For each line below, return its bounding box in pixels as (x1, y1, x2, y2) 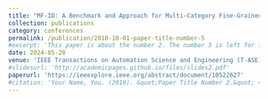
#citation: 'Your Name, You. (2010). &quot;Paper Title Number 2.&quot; (8, 78, 255, 86)
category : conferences (8, 26, 84, 34)
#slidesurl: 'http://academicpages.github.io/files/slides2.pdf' (8, 64, 230, 72)
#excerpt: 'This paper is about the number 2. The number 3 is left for (8, 42, 255, 49)
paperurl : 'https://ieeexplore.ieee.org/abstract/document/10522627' (8, 71, 245, 79)
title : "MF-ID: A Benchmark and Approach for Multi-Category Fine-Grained (8, 11, 262, 20)
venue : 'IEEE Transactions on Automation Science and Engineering (8, 57, 234, 65)
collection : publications (8, 19, 94, 27)
